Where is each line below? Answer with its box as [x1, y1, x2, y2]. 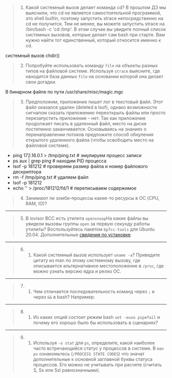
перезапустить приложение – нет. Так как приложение [25, 115, 146, 121]
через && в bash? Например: [33, 294, 95, 300]
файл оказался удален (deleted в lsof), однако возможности [25, 104, 157, 110]
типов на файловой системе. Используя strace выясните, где [25, 68, 160, 74]
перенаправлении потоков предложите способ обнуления [25, 131, 154, 138]
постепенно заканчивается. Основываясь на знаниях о [25, 126, 147, 132]
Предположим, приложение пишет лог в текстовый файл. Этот [25, 99, 163, 105]
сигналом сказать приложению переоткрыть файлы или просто [25, 110, 166, 116]
